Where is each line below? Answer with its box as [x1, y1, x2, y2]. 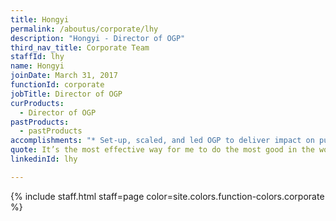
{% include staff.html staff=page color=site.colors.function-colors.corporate [10, 190, 325, 202]
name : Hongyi [10, 61, 65, 71]
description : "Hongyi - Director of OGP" [10, 33, 186, 43]
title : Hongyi [10, 14, 70, 25]
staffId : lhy [10, 52, 65, 62]
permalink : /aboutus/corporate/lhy [10, 24, 159, 34]
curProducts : [10, 98, 65, 108]
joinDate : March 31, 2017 [10, 71, 118, 81]
